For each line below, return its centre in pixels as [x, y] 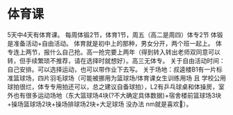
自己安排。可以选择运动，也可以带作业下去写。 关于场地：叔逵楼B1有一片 [112, 69]
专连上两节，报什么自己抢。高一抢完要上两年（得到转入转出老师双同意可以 [114, 52]
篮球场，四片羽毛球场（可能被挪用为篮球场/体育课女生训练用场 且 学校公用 [119, 78]
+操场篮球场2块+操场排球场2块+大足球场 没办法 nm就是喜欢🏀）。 [100, 104]
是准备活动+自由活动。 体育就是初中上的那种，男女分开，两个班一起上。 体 [115, 43]
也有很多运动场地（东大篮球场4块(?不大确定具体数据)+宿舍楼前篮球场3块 [117, 95]
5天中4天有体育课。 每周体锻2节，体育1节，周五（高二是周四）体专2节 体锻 [115, 35]
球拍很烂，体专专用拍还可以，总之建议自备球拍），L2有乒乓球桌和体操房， [113, 87]
